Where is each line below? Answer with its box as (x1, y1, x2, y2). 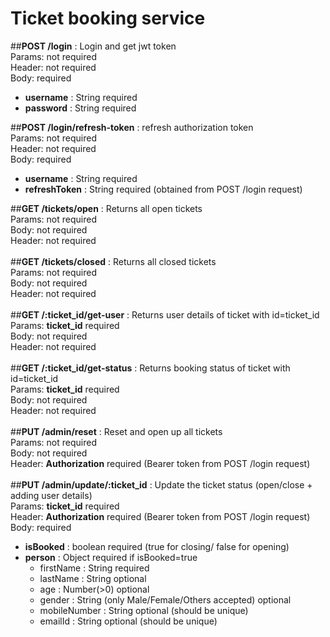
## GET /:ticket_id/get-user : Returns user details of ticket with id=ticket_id (10, 308, 320, 321)
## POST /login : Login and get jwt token (10, 40, 177, 52)
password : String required (24, 102, 137, 114)
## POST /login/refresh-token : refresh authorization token (10, 121, 254, 133)
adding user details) (10, 489, 93, 501)
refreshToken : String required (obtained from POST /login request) (24, 183, 303, 195)
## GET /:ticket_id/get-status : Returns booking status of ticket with (10, 362, 291, 374)
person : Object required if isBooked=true (24, 551, 198, 563)
